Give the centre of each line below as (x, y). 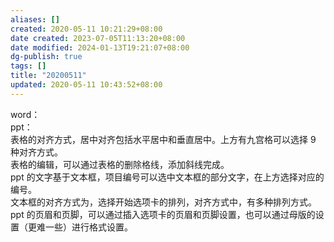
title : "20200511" (48, 76)
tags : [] (28, 66)
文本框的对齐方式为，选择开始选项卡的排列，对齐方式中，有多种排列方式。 (163, 202)
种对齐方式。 (36, 152)
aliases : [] (35, 19)
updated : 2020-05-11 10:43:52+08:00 (86, 85)
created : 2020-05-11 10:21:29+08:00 (86, 29)
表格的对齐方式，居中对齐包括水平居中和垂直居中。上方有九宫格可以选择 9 (163, 139)
